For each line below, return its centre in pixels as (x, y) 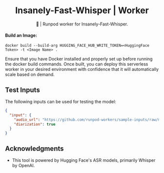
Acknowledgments (35, 148)
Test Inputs (22, 90)
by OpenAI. (23, 166)
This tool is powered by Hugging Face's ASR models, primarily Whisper (84, 160)
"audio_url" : (27, 120)
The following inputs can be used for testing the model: (61, 101)
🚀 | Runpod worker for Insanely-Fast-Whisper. (82, 24)
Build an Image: (21, 35)
